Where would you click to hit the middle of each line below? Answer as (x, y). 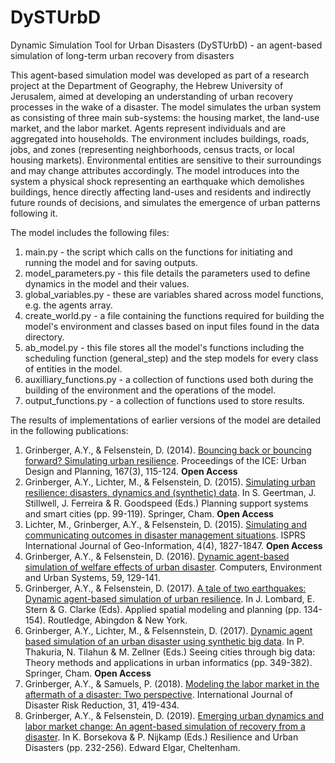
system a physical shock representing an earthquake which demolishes (157, 181)
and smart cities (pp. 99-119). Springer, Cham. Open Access (149, 513)
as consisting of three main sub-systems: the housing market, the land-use (165, 117)
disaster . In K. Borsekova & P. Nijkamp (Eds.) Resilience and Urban (161, 737)
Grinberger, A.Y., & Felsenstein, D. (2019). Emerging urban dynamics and (174, 715)
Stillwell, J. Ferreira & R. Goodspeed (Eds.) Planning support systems (166, 503)
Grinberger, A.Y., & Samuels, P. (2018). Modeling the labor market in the (172, 683)
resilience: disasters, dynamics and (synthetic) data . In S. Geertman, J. (170, 492)
